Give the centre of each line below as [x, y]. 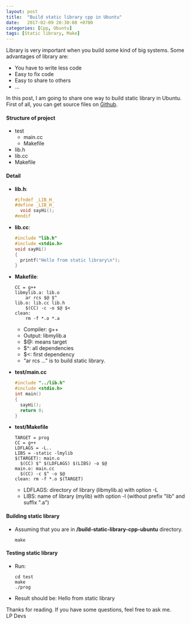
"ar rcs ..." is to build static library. [64, 361]
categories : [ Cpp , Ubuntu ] [39, 28]
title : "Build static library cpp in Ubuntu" [64, 17]
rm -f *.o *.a [43, 319]
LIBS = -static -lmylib [44, 453]
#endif [23, 216]
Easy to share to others [43, 81]
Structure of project [31, 118]
